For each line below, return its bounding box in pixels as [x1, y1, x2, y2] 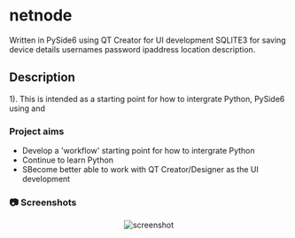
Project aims [9, 125, 65, 138]
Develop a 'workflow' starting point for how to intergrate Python [21, 146, 255, 156]
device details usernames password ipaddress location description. [9, 44, 256, 54]
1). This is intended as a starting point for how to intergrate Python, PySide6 [9, 93, 285, 104]
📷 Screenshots [9, 196, 77, 209]
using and [9, 103, 46, 114]
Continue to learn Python [21, 155, 113, 165]
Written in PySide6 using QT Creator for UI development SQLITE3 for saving [9, 35, 286, 45]
